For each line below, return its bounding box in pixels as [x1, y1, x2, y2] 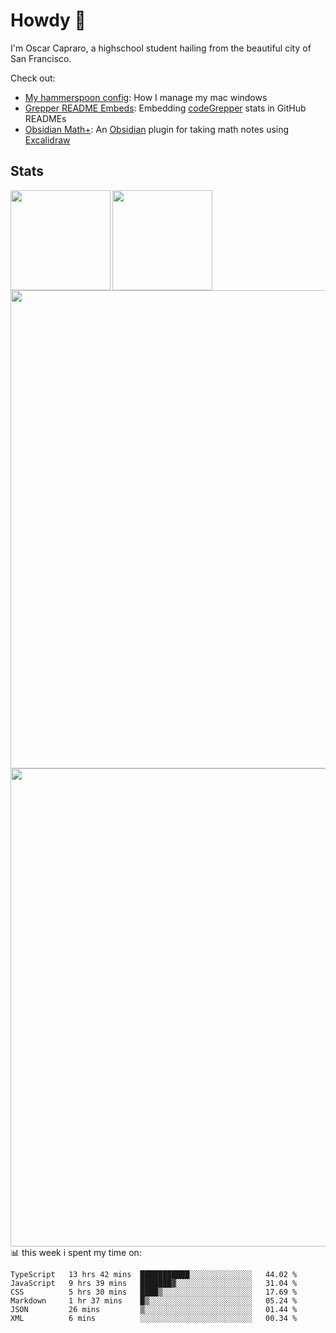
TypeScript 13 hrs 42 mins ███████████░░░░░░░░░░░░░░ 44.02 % [10, 1269, 298, 1279]
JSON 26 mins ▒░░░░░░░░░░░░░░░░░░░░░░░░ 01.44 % [10, 1304, 298, 1314]
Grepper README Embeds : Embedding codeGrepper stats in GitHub [24, 102, 307, 114]
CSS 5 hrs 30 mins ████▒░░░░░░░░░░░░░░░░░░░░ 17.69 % [10, 1287, 298, 1297]
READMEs [24, 112, 67, 124]
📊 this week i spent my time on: [10, 1246, 142, 1258]
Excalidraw [24, 134, 71, 146]
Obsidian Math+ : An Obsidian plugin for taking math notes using [24, 123, 290, 135]
